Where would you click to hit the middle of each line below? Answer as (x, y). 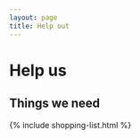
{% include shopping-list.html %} (70, 125)
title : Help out (39, 26)
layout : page (33, 17)
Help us (38, 70)
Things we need (55, 104)
